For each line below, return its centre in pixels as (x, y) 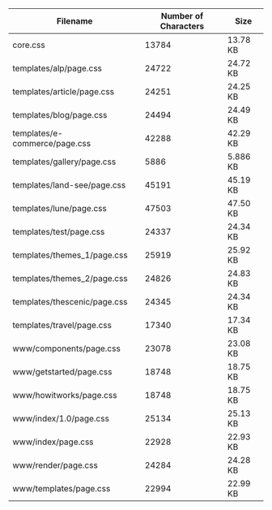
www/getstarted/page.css (62, 372)
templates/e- (38, 133)
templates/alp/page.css (57, 68)
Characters (182, 26)
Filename (74, 21)
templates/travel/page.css (62, 325)
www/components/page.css (67, 348)
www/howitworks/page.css (65, 395)
